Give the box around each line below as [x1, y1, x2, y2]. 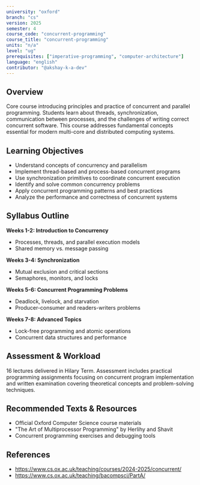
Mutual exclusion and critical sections [14, 268, 109, 275]
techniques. [6, 386, 35, 393]
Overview [6, 86, 44, 97]
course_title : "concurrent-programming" [6, 37, 109, 43]
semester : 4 [6, 25, 36, 32]
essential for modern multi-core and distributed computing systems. [6, 128, 175, 136]
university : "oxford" [6, 8, 61, 15]
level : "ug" [6, 48, 36, 54]
